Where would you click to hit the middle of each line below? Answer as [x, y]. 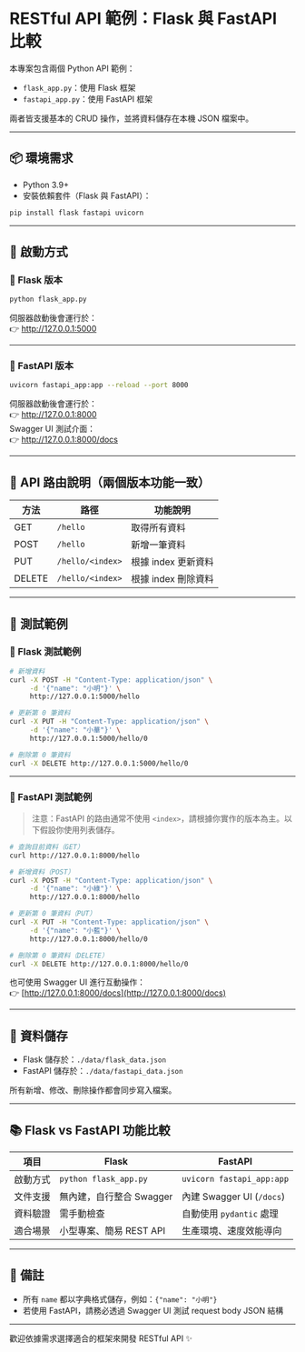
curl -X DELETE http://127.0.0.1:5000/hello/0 [99, 763]
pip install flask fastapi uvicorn [77, 213]
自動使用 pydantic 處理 [230, 1214]
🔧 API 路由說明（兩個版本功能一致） [110, 482]
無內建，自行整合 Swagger [116, 1197]
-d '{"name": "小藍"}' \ [75, 930]
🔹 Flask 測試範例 [45, 652]
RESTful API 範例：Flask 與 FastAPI [143, 19]
